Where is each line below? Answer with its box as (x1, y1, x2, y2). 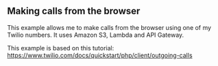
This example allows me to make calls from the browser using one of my (7, 23, 211, 31)
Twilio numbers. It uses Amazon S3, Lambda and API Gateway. (7, 31, 184, 39)
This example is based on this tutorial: (7, 44, 114, 52)
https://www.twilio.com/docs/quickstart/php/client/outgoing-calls (7, 51, 193, 59)
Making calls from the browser (7, 5, 141, 17)
